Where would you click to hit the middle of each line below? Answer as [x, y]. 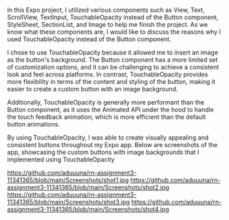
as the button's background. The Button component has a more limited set [112, 60]
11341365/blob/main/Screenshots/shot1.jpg [68, 180]
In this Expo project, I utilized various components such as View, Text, [106, 10]
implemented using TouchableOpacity [61, 159]
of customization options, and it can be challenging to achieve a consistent [113, 67]
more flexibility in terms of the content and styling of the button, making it [111, 81]
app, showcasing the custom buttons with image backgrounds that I [103, 152]
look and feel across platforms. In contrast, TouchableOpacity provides [108, 74]
